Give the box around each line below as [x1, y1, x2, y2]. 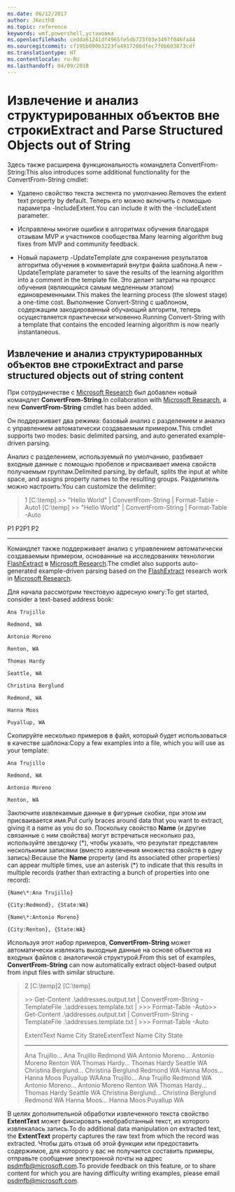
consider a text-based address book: [7, 595, 114, 604]
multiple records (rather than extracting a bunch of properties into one [7, 868, 210, 877]
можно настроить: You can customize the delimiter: [7, 483, 157, 491]
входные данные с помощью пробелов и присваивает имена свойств [7, 460, 217, 469]
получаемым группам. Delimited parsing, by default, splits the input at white [7, 467, 228, 476]
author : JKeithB [7, 17, 55, 24]
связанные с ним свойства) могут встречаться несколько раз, [7, 831, 196, 840]
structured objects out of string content [7, 369, 184, 382]
